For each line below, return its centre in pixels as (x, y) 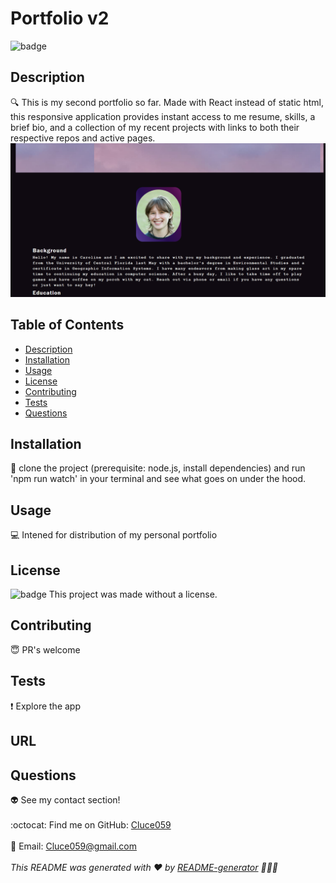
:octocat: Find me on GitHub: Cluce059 (91, 824)
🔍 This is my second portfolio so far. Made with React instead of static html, (167, 102)
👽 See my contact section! (65, 799)
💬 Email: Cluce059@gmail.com (73, 846)
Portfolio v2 (60, 18)
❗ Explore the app (46, 706)
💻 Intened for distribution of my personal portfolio (114, 535)
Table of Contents (67, 325)
